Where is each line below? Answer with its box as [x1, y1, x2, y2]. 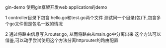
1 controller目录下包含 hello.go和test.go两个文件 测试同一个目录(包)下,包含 [5, 15, 157, 21]
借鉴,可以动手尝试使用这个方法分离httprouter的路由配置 [5, 37, 118, 43]
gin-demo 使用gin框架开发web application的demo [5, 4, 107, 10]
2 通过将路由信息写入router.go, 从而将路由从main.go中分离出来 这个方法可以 [5, 31, 161, 37]
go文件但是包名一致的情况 [9, 21, 63, 26]
